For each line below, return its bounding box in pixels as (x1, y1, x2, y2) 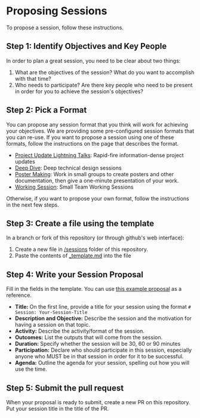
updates (14, 158, 36, 165)
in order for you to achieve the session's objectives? (14, 88, 143, 95)
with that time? (14, 75, 52, 82)
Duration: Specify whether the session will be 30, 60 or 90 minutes (14, 340, 181, 348)
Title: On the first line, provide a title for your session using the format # (14, 303, 191, 311)
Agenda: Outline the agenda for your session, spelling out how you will (14, 359, 190, 367)
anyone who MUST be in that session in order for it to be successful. (14, 353, 184, 360)
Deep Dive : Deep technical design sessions (14, 164, 122, 171)
